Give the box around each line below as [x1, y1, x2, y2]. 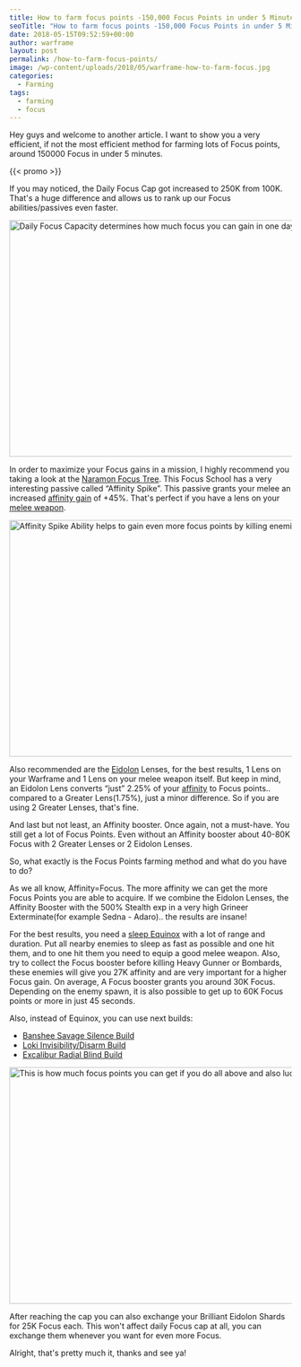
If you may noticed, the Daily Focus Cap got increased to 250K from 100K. [9, 183, 283, 194]
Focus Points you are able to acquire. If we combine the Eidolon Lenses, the [9, 892, 289, 903]
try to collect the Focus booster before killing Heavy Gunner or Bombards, [9, 957, 282, 969]
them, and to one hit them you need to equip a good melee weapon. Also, [9, 948, 280, 959]
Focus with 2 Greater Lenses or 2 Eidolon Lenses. [9, 839, 193, 849]
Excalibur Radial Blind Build [21, 1049, 123, 1060]
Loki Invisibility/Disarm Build [21, 1040, 126, 1050]
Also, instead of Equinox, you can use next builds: [9, 1013, 193, 1023]
